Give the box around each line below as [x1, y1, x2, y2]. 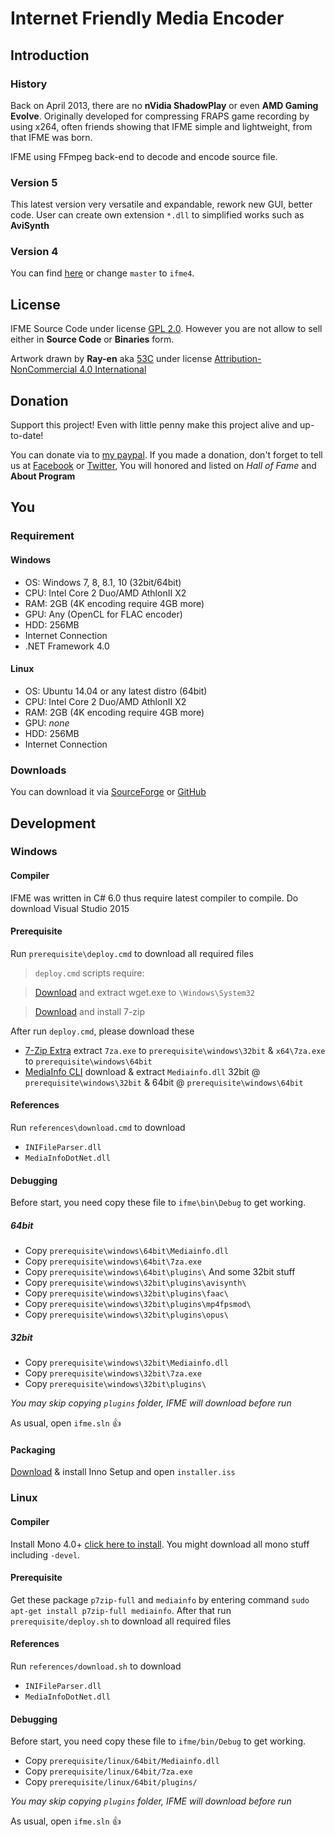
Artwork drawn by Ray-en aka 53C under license [10, 353, 213, 365]
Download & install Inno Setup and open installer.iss [10, 1466, 236, 1478]
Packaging [10, 1443, 56, 1456]
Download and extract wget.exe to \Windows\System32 [34, 986, 256, 998]
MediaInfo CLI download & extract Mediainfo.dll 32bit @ [24, 1065, 261, 1077]
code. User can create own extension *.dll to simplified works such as [10, 209, 305, 221]
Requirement [10, 529, 75, 543]
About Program [10, 470, 76, 482]
